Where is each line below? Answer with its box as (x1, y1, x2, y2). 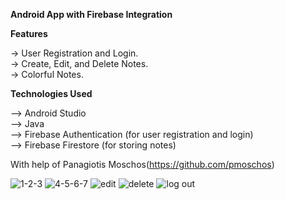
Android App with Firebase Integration (10, 9, 173, 20)
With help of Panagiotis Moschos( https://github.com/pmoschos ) (10, 159, 275, 170)
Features (10, 28, 48, 39)
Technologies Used (10, 88, 93, 99)
